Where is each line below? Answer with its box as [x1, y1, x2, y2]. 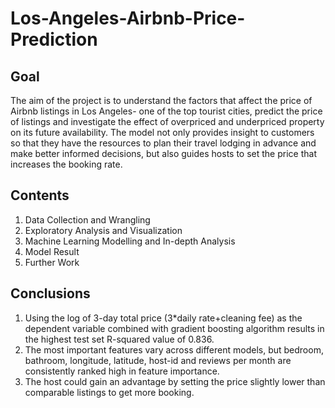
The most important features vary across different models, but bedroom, [24, 343, 324, 356]
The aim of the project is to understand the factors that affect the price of [10, 95, 313, 106]
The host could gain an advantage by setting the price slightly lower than [24, 375, 326, 387]
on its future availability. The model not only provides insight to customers [10, 127, 315, 138]
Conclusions [10, 285, 91, 302]
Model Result [24, 245, 80, 257]
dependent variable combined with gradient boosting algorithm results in [24, 322, 325, 334]
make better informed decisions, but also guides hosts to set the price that [10, 148, 317, 159]
